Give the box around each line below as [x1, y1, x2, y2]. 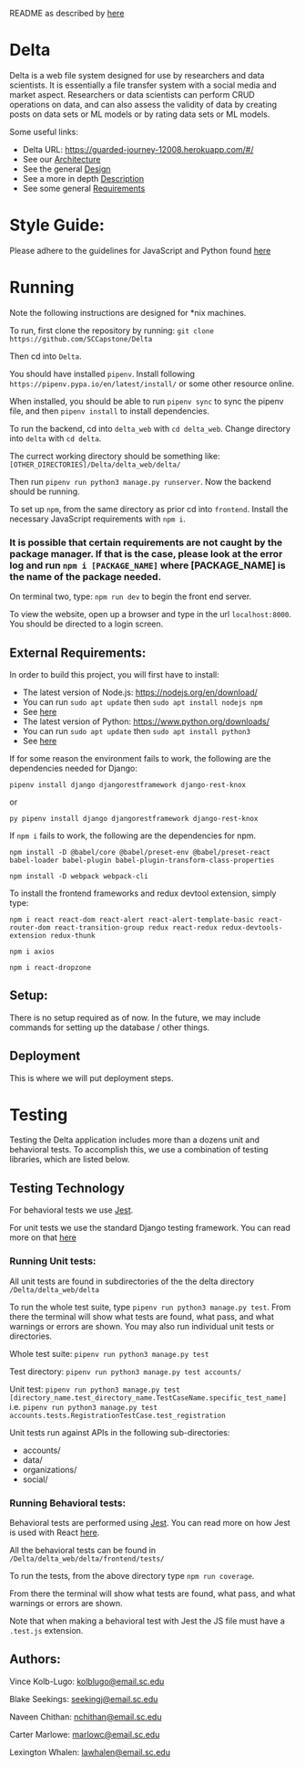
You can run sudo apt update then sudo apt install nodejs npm [22, 696, 263, 707]
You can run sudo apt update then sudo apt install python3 [22, 725, 251, 736]
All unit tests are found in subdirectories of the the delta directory [9, 1276, 255, 1287]
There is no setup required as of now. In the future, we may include [9, 1012, 261, 1023]
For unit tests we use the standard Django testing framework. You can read [9, 1223, 291, 1234]
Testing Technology [9, 1180, 126, 1195]
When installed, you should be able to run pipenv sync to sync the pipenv [9, 395, 284, 406]
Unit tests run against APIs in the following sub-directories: [9, 1426, 230, 1437]
